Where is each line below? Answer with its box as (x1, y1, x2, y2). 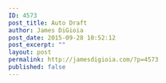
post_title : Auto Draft (8, 19, 88, 27)
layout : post (8, 48, 52, 56)
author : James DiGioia (8, 26, 84, 34)
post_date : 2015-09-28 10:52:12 (8, 33, 116, 42)
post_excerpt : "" (8, 41, 66, 49)
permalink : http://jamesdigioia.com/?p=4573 (8, 56, 159, 64)
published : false (8, 63, 66, 71)
